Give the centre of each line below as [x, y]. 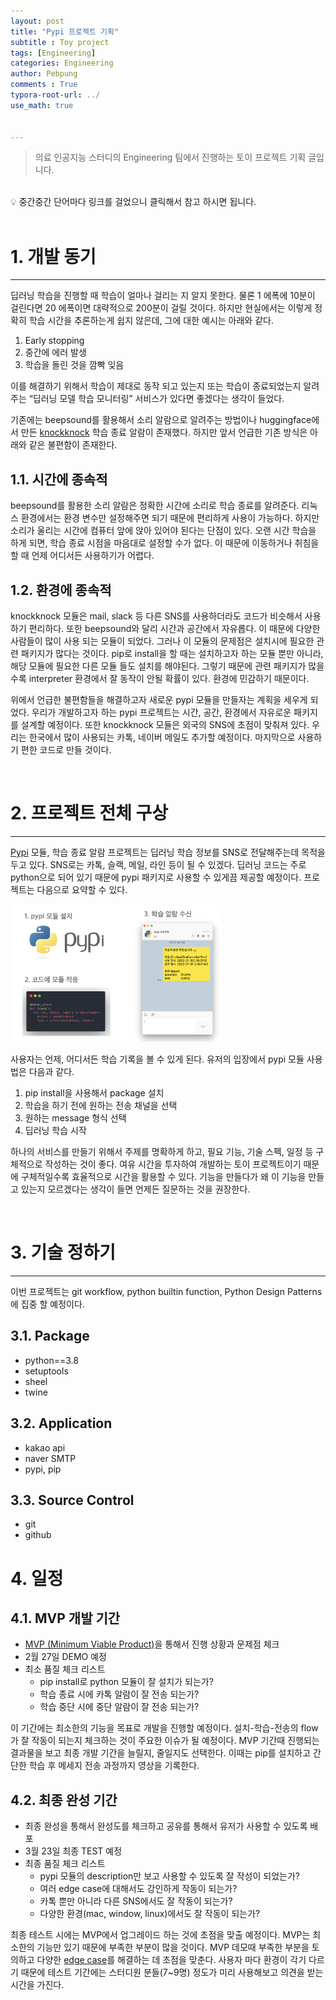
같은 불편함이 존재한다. [73, 445]
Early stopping [54, 341]
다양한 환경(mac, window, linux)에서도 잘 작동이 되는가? [150, 1914]
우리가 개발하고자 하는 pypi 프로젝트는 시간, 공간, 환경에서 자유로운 [161, 712]
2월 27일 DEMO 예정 [65, 1657]
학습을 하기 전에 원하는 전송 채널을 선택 [101, 1105]
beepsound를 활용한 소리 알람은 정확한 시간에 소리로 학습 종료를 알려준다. [155, 506]
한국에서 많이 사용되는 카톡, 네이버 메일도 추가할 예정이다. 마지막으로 [162, 737]
